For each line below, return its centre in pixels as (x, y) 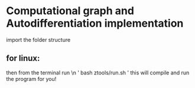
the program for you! (31, 79)
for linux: (23, 58)
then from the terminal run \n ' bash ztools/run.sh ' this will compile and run (98, 73)
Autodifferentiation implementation (95, 23)
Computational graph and (70, 11)
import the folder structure (38, 40)
